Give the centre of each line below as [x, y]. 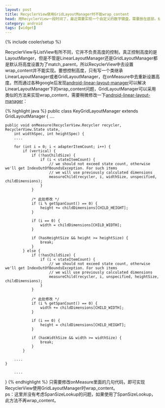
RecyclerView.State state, [33, 130]
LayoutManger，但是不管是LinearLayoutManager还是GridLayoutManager [79, 58]
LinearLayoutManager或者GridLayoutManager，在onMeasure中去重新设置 [80, 77]
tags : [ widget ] [21, 28]
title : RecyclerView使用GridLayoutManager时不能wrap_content [67, 14]
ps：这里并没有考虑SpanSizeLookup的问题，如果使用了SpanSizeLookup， [81, 394]
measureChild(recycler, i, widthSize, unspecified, [103, 177]
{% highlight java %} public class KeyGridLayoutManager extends [72, 111]
